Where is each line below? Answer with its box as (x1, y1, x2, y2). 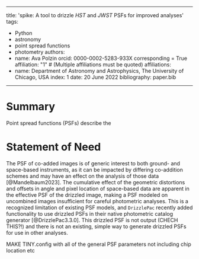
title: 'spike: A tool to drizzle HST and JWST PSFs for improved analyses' (6, 12, 184, 18)
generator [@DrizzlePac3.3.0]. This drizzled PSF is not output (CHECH (6, 216, 178, 223)
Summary (6, 100, 55, 113)
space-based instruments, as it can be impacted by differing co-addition (6, 166, 184, 173)
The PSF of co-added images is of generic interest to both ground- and (6, 159, 181, 167)
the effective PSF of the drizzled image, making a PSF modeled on (6, 191, 168, 199)
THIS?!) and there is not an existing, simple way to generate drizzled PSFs (6, 223, 187, 230)
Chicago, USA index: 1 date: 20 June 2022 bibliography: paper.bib (14, 73, 176, 81)
